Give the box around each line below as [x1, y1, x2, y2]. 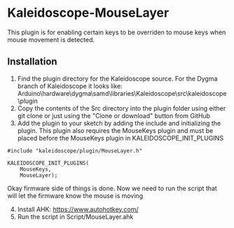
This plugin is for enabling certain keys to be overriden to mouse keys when [7, 28, 226, 36]
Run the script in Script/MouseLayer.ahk [17, 212, 134, 221]
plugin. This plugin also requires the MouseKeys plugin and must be [17, 126, 214, 134]
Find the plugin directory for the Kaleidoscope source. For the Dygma [17, 74, 218, 83]
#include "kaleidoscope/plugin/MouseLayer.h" [7, 147, 142, 155]
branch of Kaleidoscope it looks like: [17, 82, 123, 90]
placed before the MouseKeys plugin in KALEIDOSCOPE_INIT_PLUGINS [17, 134, 224, 142]
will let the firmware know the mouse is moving [7, 191, 144, 200]
